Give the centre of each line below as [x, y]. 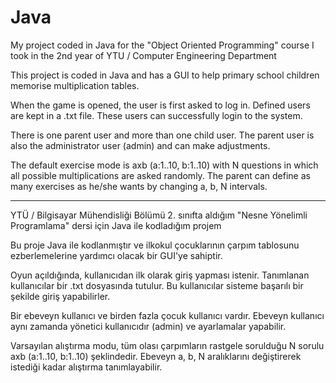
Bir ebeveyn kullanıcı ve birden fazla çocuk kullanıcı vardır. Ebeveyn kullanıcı [167, 315]
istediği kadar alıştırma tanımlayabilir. [86, 367]
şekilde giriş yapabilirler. [60, 296]
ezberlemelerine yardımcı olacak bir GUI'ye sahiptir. [116, 255]
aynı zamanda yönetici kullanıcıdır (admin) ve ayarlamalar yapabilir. [148, 326]
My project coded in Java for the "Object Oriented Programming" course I [162, 45]
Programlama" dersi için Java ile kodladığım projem [116, 225]
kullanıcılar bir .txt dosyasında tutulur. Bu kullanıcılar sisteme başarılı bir [157, 285]
